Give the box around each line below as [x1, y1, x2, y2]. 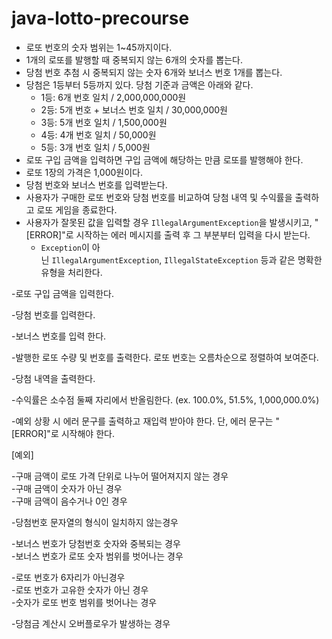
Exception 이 [40, 241, 90, 253]
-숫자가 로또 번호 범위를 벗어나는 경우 [11, 596, 158, 608]
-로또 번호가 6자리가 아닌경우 [11, 571, 126, 583]
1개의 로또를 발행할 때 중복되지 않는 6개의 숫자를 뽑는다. [25, 53, 243, 66]
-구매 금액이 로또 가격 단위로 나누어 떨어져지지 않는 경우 [11, 470, 229, 482]
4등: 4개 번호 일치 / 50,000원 [40, 128, 157, 141]
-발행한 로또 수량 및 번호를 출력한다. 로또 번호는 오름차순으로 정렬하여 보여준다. [11, 351, 319, 363]
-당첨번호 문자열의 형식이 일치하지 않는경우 [11, 516, 179, 528]
